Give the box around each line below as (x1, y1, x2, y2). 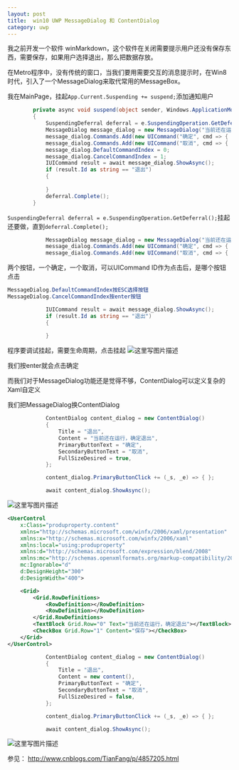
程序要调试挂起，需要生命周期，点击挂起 (7, 346, 126, 355)
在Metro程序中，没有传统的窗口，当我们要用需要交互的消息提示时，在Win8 (7, 68, 227, 77)
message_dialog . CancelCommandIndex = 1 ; (45, 153, 167, 160)
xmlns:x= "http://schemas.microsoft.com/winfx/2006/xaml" (20, 535, 193, 542)
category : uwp (7, 24, 50, 31)
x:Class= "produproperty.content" (20, 521, 119, 528)
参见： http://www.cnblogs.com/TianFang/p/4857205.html (7, 754, 179, 763)
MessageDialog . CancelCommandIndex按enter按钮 (7, 293, 142, 300)
